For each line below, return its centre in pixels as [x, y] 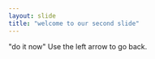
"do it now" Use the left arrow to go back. [78, 46]
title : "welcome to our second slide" [74, 23]
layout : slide [32, 16]
